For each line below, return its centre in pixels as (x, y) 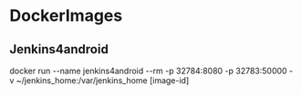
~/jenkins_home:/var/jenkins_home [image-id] (103, 81)
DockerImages (66, 16)
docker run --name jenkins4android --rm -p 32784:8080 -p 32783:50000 (148, 71)
